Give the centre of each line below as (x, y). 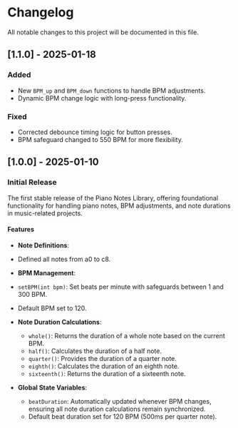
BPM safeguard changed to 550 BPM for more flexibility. (100, 139)
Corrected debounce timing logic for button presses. (95, 132)
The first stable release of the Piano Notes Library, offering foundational (113, 198)
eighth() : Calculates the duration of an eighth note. (104, 366)
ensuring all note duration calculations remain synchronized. (117, 409)
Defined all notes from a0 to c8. (64, 259)
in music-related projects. (45, 213)
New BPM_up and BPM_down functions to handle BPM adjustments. (112, 91)
